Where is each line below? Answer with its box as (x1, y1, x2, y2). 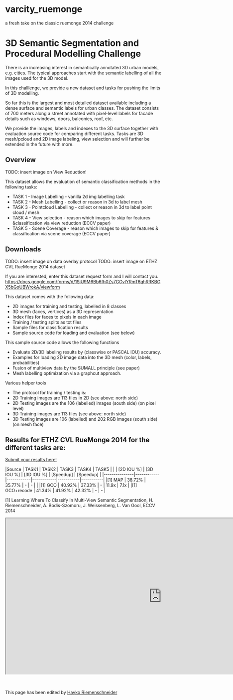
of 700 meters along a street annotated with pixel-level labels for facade (5, 110, 153, 116)
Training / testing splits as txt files (12, 319, 82, 325)
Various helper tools (5, 380, 46, 386)
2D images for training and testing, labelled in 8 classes (12, 303, 126, 309)
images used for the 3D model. (5, 75, 69, 81)
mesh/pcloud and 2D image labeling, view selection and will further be (5, 136, 150, 142)
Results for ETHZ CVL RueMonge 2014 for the (5, 435, 150, 444)
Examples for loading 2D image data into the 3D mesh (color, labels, (12, 354, 152, 360)
